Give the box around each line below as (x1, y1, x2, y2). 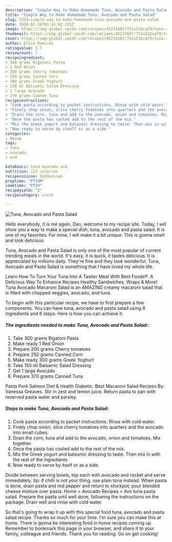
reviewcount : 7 (5, 50, 38, 55)
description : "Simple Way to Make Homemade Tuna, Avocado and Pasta (5, 7, 155, 13)
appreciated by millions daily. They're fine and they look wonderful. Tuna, (5, 258, 160, 264)
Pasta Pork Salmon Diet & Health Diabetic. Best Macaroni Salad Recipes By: (5, 383, 165, 389)
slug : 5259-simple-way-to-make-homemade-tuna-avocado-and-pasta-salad (5, 17, 159, 22)
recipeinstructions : (5, 98, 50, 103)
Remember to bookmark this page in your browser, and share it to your (5, 525, 155, 531)
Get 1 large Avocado (12, 368, 55, 374)
